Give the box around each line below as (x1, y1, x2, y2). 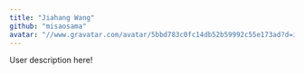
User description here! (9, 55, 93, 66)
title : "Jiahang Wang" (9, 13, 95, 23)
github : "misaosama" (9, 22, 88, 31)
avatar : (9, 30, 39, 39)
